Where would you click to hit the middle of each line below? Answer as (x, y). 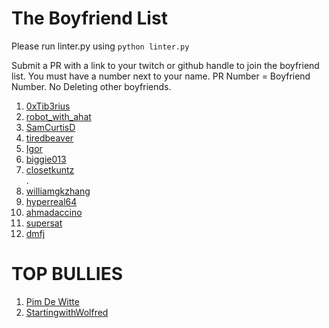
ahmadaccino (54, 212)
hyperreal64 (51, 201)
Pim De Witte (52, 301)
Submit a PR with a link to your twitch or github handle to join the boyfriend (165, 65)
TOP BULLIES (67, 274)
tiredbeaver (49, 138)
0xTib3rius (48, 106)
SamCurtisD (50, 127)
